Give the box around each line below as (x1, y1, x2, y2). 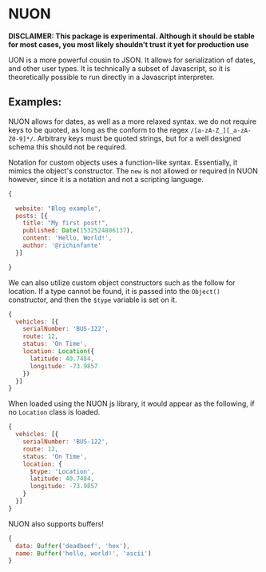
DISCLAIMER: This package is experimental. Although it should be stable (8, 31, 256, 41)
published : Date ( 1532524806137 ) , (22, 227, 134, 235)
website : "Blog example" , (15, 205, 102, 213)
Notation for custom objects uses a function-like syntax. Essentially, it (8, 157, 238, 167)
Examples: (8, 95, 62, 109)
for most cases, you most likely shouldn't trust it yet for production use (8, 39, 249, 49)
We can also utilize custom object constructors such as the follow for (8, 277, 236, 288)
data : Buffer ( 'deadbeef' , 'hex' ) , (15, 542, 130, 550)
